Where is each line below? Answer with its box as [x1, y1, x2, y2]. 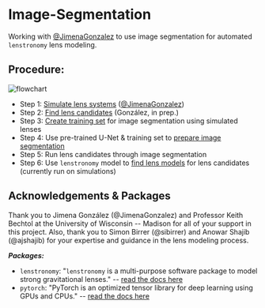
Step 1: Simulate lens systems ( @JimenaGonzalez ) [19, 99, 184, 108]
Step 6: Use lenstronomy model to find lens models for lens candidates [19, 158, 250, 167]
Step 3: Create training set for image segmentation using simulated [19, 116, 239, 126]
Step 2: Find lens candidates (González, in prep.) [19, 107, 180, 117]
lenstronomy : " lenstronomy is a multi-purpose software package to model [19, 266, 258, 276]
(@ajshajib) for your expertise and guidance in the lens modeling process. [8, 235, 249, 245]
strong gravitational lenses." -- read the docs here [19, 274, 184, 284]
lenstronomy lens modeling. [8, 39, 97, 49]
